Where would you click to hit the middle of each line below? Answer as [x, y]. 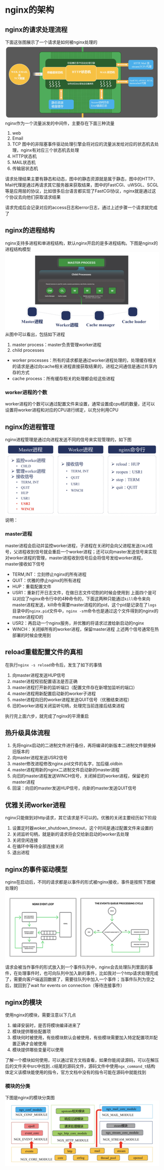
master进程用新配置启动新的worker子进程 [54, 693]
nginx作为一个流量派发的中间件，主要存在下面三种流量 [60, 123]
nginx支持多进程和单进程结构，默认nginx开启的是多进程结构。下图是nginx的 [82, 243]
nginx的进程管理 [30, 427]
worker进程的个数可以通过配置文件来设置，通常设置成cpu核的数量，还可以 [80, 404]
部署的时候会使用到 [31, 635]
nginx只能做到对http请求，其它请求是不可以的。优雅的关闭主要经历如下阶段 [81, 818]
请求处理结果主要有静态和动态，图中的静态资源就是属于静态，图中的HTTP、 [81, 179]
